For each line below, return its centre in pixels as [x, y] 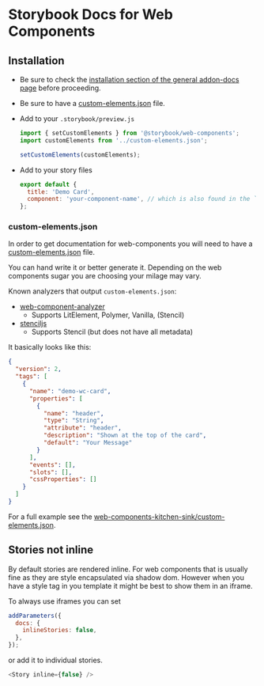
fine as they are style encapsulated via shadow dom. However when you [126, 577]
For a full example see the [50, 517]
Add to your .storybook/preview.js [77, 119]
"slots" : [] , [51, 472]
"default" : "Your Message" [88, 443]
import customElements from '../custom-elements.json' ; [113, 140]
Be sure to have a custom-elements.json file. [92, 103]
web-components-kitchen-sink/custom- [159, 517]
